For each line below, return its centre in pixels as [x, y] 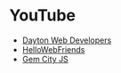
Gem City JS [45, 59]
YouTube [42, 16]
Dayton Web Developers [67, 40]
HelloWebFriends [53, 49]
